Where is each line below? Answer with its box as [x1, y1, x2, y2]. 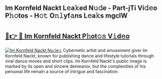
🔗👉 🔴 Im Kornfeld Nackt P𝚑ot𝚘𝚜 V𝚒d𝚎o [5, 32, 130, 40]
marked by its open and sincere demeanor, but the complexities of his [5, 63, 146, 69]
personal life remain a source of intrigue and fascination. [5, 69, 119, 74]
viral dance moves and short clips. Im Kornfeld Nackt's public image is [5, 58, 147, 64]
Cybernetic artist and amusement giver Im [63, 48, 148, 53]
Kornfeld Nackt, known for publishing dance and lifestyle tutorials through [5, 53, 154, 58]
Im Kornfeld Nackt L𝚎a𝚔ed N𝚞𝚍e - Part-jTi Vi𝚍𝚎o [5, 4, 158, 12]
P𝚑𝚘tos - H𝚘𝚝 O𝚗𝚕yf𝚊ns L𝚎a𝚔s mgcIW [5, 12, 128, 20]
